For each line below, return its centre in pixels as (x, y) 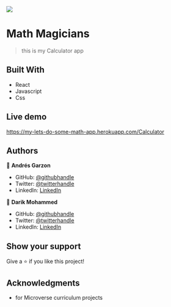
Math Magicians (48, 34)
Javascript (28, 91)
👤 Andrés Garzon (28, 166)
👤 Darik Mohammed (32, 202)
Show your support (44, 246)
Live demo (27, 117)
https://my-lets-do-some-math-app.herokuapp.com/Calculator (85, 131)
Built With (25, 70)
